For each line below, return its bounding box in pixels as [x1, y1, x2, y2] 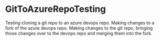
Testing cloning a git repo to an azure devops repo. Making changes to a [5, 20, 154, 26]
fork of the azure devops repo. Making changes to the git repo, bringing [5, 25, 153, 31]
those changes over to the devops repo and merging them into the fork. [5, 30, 152, 36]
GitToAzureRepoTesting [5, 3, 106, 15]
